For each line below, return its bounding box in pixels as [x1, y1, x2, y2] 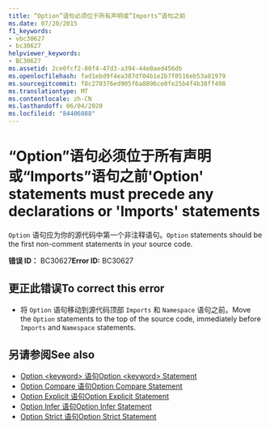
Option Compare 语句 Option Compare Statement [19, 381, 184, 391]
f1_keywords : [8, 27, 53, 35]
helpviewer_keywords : [8, 49, 82, 57]
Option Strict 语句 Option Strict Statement [19, 411, 157, 421]
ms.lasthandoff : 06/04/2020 [8, 102, 103, 110]
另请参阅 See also [8, 348, 95, 362]
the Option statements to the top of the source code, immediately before [19, 313, 261, 324]
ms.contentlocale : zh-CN [8, 95, 92, 103]
